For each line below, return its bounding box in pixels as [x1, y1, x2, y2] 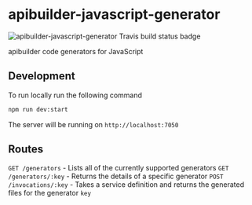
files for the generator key [8, 189, 92, 198]
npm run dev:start [8, 105, 68, 113]
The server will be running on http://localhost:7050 [8, 119, 179, 129]
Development [8, 69, 76, 83]
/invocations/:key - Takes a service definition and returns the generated [8, 180, 245, 189]
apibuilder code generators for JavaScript [8, 46, 144, 56]
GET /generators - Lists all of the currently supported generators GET [8, 163, 229, 173]
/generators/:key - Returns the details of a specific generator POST [8, 171, 224, 181]
